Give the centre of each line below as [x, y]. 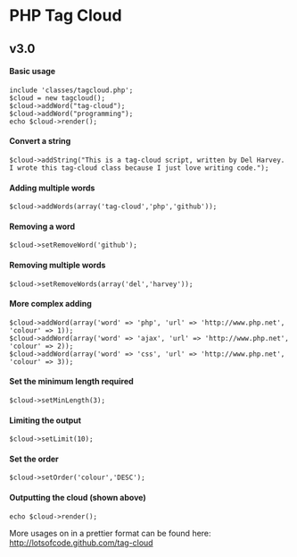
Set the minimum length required [71, 382]
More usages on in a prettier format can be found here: [110, 533]
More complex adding [50, 304]
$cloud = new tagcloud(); [57, 98]
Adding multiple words [52, 188]
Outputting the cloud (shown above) [78, 498]
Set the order [34, 459]
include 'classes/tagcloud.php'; [71, 90]
